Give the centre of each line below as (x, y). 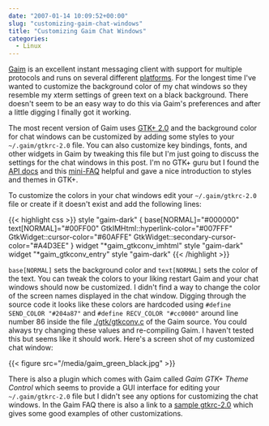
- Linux (29, 46)
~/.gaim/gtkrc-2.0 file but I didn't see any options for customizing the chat (133, 396)
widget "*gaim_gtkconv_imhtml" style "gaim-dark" (160, 246)
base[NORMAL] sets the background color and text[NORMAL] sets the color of (133, 270)
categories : (28, 39)
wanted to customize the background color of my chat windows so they (128, 87)
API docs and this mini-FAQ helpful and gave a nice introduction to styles (130, 171)
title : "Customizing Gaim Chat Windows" (78, 31)
